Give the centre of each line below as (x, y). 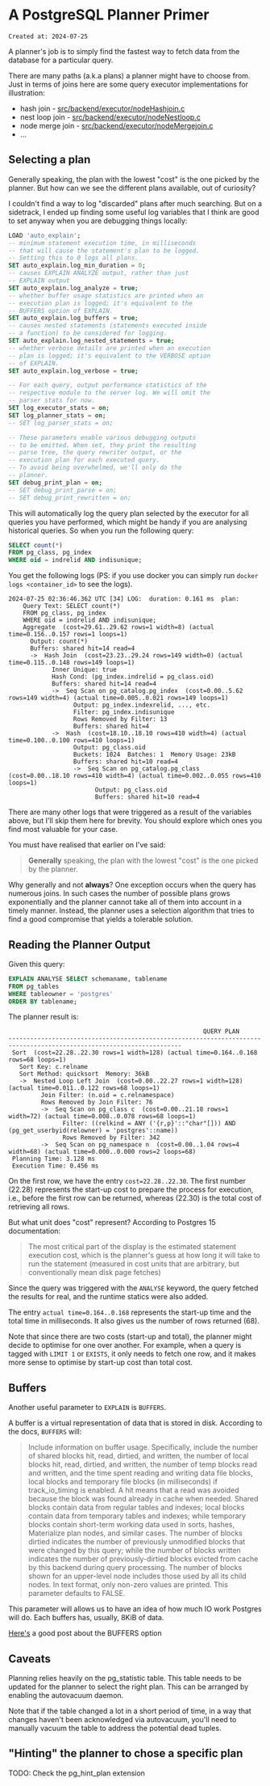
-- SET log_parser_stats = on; (61, 423)
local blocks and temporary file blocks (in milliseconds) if (123, 1482)
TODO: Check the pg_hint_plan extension (77, 1773)
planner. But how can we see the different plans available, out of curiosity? (132, 188)
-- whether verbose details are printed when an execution (110, 348)
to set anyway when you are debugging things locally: (98, 221)
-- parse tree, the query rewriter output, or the (95, 453)
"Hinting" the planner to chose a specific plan (126, 1753)
